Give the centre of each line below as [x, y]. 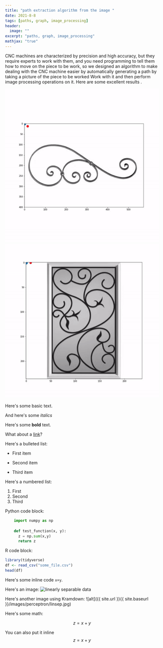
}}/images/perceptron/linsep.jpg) [38, 604]
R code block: [19, 551]
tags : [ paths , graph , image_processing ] [47, 21]
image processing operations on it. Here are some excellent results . [74, 82]
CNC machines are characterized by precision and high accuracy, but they [80, 56]
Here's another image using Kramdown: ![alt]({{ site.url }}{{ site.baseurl [77, 599]
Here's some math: [24, 613]
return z [27, 541]
